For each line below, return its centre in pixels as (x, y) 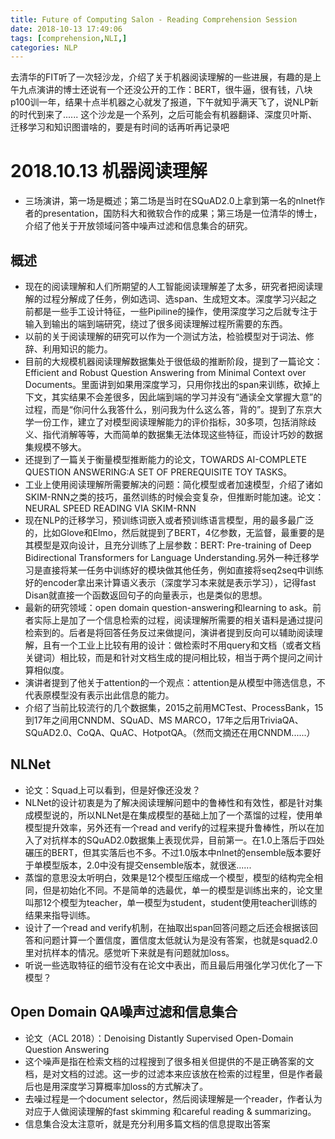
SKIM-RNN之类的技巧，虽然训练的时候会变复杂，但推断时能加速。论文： (174, 497)
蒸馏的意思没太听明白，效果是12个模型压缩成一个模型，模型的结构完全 (169, 877)
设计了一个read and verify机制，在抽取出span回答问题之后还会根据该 (167, 927)
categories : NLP (44, 47)
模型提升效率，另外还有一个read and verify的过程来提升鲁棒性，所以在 (170, 827)
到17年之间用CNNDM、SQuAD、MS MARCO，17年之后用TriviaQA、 (164, 720)
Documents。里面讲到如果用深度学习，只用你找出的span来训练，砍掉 (168, 384)
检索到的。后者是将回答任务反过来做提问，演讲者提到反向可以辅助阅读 (169, 632)
